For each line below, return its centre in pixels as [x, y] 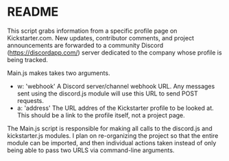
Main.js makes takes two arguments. [59, 73]
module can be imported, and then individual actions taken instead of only [112, 143]
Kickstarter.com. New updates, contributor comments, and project [100, 38]
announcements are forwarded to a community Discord [85, 45]
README [33, 12]
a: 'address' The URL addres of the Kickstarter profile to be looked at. [115, 108]
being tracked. [27, 59]
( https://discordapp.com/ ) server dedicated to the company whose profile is [114, 53]
